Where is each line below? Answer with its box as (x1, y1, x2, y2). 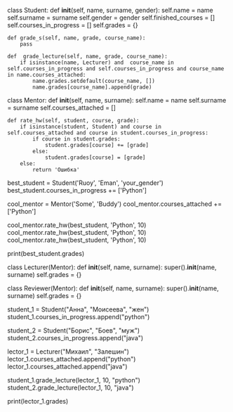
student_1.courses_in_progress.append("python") (7, 313, 150, 321)
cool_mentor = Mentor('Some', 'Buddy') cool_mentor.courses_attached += (7, 200, 222, 208)
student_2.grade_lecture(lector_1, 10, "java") (7, 383, 135, 392)
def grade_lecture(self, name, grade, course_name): (7, 53, 168, 60)
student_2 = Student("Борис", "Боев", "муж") (7, 326, 140, 335)
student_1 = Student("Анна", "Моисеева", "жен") (7, 305, 149, 314)
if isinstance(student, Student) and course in (20, 123, 161, 130)
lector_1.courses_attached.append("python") (7, 355, 136, 363)
